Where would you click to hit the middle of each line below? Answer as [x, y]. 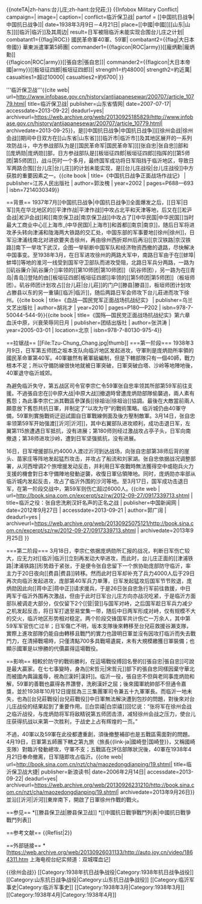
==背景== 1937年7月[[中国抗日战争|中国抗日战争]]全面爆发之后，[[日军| [95, 202]
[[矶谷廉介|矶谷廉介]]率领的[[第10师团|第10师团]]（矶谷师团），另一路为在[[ [98, 270]
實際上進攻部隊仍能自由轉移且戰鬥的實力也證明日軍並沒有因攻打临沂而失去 [98, 633]
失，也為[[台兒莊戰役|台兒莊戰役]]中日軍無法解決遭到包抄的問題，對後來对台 [101, 699]
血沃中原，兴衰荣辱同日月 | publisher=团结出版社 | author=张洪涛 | [88, 322]
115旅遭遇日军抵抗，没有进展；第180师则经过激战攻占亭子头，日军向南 [104, 431]
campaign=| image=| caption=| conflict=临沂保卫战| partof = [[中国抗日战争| [101, 17]
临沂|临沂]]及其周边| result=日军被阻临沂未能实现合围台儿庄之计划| [102, 32]
